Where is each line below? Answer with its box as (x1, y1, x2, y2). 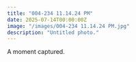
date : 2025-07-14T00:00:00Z (7, 16, 87, 23)
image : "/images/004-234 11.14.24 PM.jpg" (7, 22, 130, 29)
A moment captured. (7, 48, 65, 56)
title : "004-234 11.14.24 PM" (7, 10, 94, 17)
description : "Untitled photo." (7, 29, 99, 36)
